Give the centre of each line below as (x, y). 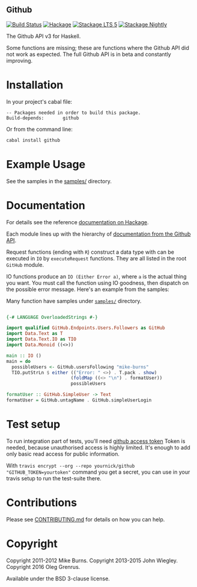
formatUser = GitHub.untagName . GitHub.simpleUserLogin (79, 400)
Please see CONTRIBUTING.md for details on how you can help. (86, 519)
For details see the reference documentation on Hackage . (77, 222)
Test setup (33, 425)
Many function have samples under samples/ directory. (74, 301)
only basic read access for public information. (63, 454)
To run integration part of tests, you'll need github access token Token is (96, 441)
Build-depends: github (43, 118)
